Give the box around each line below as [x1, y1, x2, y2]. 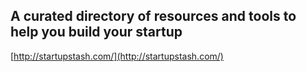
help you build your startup [10, 24, 183, 41]
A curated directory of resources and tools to [10, 8, 297, 25]
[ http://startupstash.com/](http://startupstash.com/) [10, 50, 224, 62]
